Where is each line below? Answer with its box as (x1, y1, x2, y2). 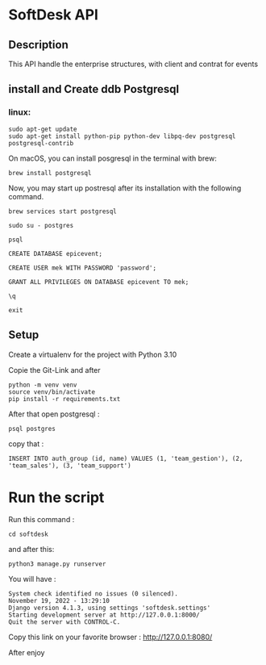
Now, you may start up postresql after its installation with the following (8, 183, 242, 193)
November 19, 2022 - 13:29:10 (8, 597, 110, 605)
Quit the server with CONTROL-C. (8, 618, 121, 626)
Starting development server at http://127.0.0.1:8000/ (8, 611, 200, 619)
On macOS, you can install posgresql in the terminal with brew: (8, 153, 218, 163)
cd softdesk (8, 530, 48, 538)
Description (8, 38, 69, 52)
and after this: (8, 545, 55, 554)
